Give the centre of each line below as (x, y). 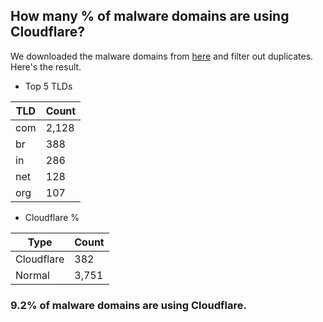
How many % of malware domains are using (150, 16)
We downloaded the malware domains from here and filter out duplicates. (162, 56)
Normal (32, 275)
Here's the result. (46, 66)
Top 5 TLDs (48, 86)
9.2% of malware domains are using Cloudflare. (128, 305)
